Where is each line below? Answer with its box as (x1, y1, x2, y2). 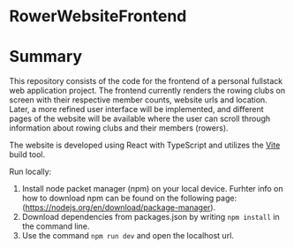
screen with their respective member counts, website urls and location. (9, 94, 268, 105)
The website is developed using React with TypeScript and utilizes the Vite (9, 140, 281, 151)
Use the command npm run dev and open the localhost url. (21, 230, 234, 241)
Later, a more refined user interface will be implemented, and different (9, 104, 264, 115)
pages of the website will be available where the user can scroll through (9, 113, 271, 124)
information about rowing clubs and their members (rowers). (9, 123, 229, 133)
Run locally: (9, 166, 52, 177)
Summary (9, 47, 82, 67)
